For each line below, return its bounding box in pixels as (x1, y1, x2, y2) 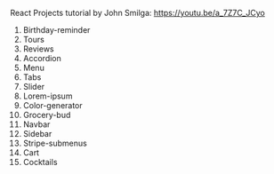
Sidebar (22, 129, 52, 138)
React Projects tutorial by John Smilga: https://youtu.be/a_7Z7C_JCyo (10, 8, 265, 18)
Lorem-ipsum (22, 91, 73, 101)
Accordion (22, 53, 61, 63)
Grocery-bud (22, 110, 71, 120)
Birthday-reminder (22, 25, 91, 35)
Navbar (22, 119, 51, 130)
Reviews (22, 43, 54, 54)
